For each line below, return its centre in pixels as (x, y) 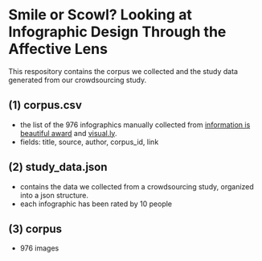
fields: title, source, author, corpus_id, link (89, 142)
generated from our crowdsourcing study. (78, 80)
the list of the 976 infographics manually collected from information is (135, 124)
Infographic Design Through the (117, 32)
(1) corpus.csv (45, 105)
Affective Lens (58, 49)
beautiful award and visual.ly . (68, 133)
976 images (39, 248)
